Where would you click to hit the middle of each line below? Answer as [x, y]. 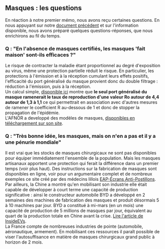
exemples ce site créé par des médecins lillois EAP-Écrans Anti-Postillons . [81, 179]
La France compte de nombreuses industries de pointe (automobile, [74, 226]
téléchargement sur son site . [34, 124]
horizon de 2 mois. [24, 242]
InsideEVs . [16, 221]
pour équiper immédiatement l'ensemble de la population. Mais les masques [83, 158]
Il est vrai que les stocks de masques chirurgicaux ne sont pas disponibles [81, 153]
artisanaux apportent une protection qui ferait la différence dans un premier [82, 164]
